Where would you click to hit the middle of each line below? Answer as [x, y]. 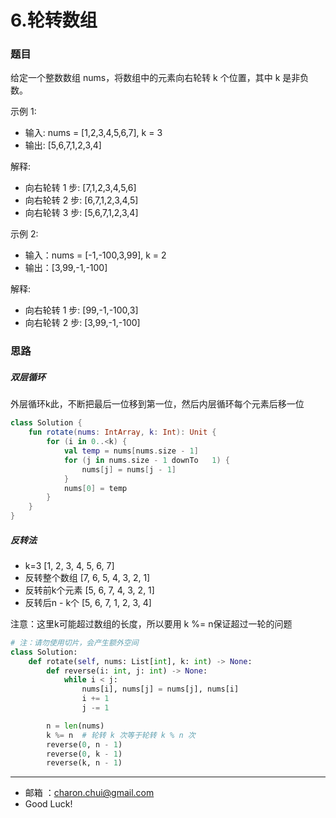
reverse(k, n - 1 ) [84, 763]
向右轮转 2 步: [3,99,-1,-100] [82, 323]
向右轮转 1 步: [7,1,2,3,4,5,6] [80, 188]
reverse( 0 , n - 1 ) [84, 744]
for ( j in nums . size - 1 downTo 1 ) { [146, 460]
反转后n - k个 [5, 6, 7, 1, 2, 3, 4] [88, 602]
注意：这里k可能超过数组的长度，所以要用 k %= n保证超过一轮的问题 [151, 623]
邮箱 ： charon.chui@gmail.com [89, 793]
